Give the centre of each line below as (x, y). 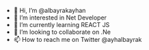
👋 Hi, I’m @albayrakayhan (50, 10)
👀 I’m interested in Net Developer (60, 18)
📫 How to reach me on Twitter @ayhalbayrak (78, 40)
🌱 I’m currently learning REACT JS (62, 25)
